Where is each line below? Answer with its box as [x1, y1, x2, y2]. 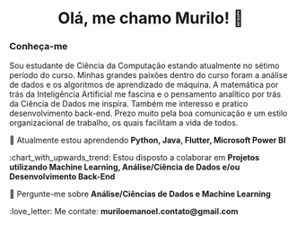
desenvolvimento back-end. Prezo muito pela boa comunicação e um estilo [9, 108, 288, 119]
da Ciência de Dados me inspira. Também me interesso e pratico [9, 99, 249, 109]
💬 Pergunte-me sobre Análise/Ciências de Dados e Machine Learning [9, 188, 271, 200]
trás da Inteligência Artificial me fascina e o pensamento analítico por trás [9, 89, 281, 100]
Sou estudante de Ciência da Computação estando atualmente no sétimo [9, 60, 280, 71]
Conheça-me [9, 40, 68, 53]
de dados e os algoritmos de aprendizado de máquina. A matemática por [9, 80, 279, 91]
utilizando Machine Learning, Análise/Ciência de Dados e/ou [9, 161, 240, 173]
